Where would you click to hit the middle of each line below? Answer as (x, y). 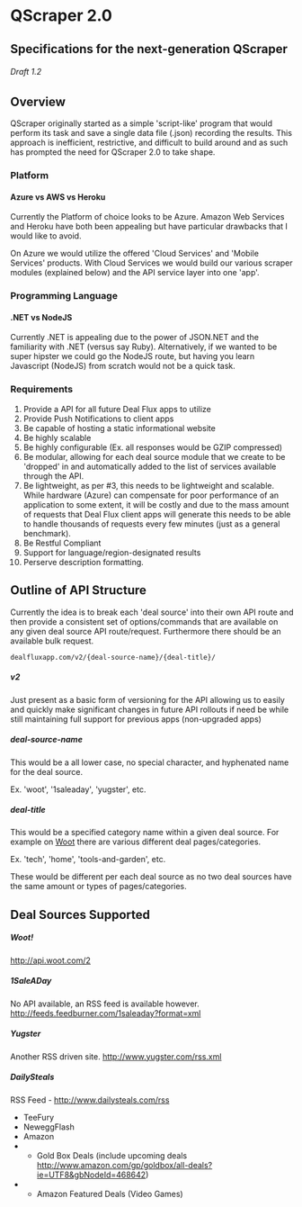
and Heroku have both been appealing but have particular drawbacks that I (149, 227)
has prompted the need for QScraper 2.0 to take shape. (113, 152)
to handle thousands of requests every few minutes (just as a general (151, 524)
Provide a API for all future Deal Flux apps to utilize (117, 409)
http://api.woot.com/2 (50, 960)
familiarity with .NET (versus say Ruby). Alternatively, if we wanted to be (144, 347)
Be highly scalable (57, 437)
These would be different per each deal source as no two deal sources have (151, 877)
